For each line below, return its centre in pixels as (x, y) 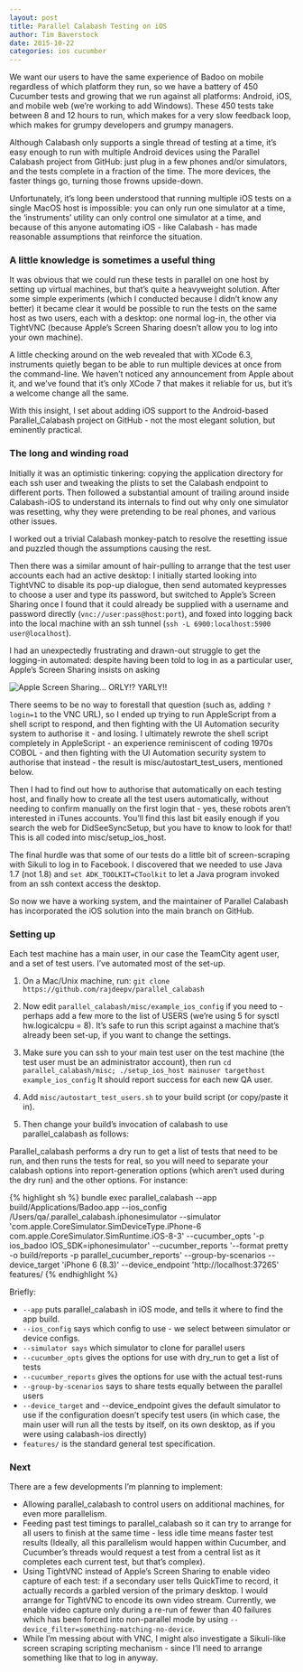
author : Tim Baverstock (54, 34)
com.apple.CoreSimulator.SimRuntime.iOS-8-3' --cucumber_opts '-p (137, 1236)
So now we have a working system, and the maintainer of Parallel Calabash (149, 901)
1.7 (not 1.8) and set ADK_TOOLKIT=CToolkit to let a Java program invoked (144, 873)
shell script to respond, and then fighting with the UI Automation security (144, 724)
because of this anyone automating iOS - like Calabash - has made (133, 228)
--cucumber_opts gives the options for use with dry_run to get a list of (151, 1358)
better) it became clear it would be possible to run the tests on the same (143, 309)
